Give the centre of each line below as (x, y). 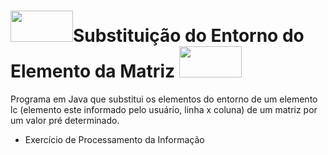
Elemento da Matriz (93, 71)
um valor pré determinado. (65, 120)
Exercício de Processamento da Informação (114, 139)
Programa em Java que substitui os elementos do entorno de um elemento (164, 99)
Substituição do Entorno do (189, 36)
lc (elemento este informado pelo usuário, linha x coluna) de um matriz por (164, 109)
